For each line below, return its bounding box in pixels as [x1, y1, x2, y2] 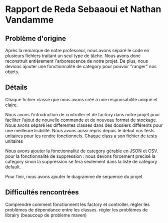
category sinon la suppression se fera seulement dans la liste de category [5, 158, 157, 164]
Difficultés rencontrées [5, 188, 79, 196]
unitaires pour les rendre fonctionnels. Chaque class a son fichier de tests [5, 133, 157, 139]
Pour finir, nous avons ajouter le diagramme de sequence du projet [5, 173, 142, 179]
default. [5, 164, 21, 170]
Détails [5, 83, 27, 92]
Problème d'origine [5, 34, 66, 43]
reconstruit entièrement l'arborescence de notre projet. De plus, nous [5, 58, 148, 64]
